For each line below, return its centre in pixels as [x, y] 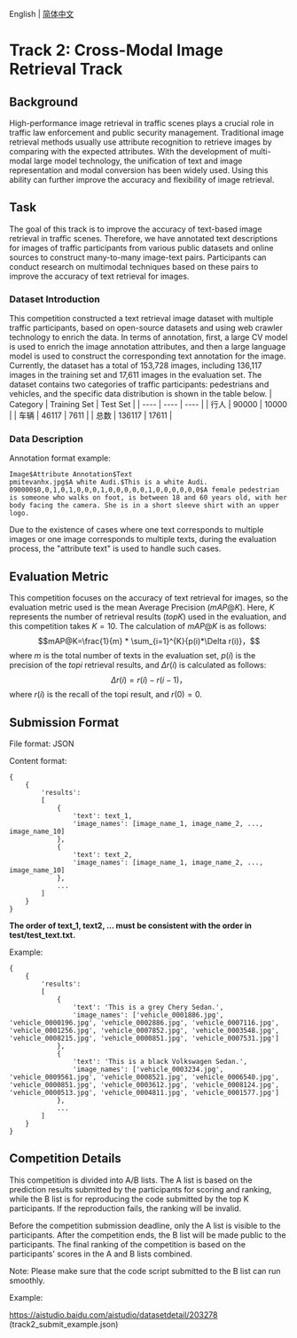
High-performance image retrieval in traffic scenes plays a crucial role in [142, 123]
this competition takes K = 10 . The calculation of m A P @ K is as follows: [138, 626]
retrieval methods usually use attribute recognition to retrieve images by [141, 142]
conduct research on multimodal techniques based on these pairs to [134, 266]
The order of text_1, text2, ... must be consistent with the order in [131, 925]
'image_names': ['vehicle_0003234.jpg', [148, 1070]
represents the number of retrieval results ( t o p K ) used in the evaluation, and [148, 617]
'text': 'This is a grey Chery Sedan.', [148, 1007]
